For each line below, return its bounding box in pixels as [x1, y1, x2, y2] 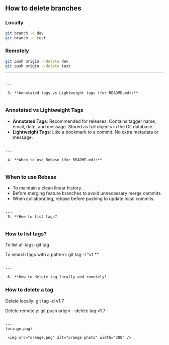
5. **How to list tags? [7, 214, 57, 219]
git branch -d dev [5, 30, 44, 36]
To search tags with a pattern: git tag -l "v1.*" [5, 252, 99, 258]
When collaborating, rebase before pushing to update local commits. [12, 195, 155, 202]
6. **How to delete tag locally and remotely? [7, 275, 107, 280]
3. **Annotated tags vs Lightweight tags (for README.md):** [7, 90, 138, 95]
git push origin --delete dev [5, 59, 69, 64]
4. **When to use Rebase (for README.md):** [7, 157, 102, 162]
